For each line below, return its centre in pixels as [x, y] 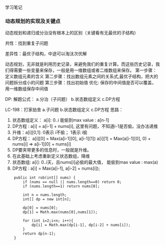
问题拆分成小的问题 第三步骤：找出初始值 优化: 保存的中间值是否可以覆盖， [81, 83]
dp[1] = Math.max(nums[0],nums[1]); [60, 212]
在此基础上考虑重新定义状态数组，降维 [51, 156]
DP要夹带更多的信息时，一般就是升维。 [52, 150]
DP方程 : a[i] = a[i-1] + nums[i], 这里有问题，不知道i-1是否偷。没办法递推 [85, 126]
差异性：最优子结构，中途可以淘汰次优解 [46, 54]
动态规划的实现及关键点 [33, 21]
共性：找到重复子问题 [27, 43]
